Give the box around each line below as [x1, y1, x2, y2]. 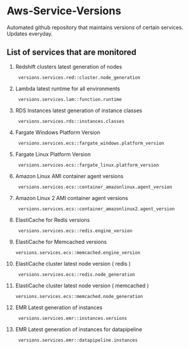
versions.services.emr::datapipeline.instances [18, 337, 138, 343]
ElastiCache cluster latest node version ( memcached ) [15, 282, 149, 289]
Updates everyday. [7, 30, 53, 37]
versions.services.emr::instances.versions [18, 315, 127, 321]
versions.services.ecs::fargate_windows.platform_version [18, 140, 165, 146]
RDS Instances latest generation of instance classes [15, 107, 143, 114]
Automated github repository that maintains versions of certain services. [7, 24, 184, 31]
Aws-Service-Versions [7, 4, 121, 18]
